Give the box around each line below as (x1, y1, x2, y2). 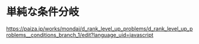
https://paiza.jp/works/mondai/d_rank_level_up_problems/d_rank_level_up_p (6, 25, 193, 32)
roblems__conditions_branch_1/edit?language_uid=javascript (6, 31, 154, 38)
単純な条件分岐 (6, 5, 80, 19)
